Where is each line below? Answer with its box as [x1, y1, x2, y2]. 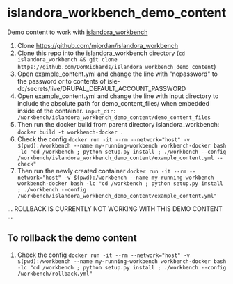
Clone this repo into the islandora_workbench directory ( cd [17, 49, 186, 57]
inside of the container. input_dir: [17, 106, 117, 115]
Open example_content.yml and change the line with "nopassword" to [17, 70, 218, 78]
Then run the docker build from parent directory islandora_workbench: [17, 120, 220, 128]
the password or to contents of [17, 77, 106, 85]
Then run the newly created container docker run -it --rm [17, 166, 186, 175]
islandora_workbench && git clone [17, 56, 118, 63]
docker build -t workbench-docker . [17, 129, 124, 136]
